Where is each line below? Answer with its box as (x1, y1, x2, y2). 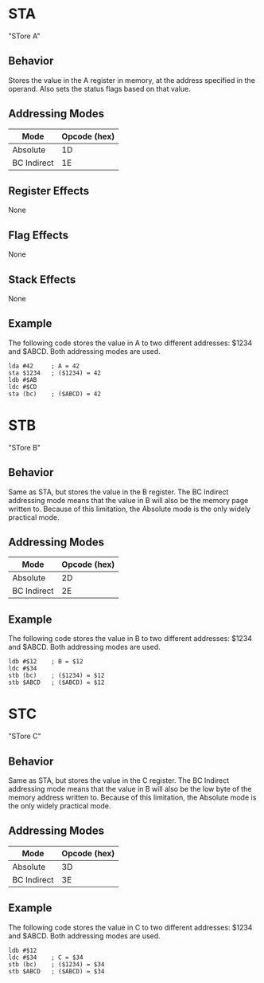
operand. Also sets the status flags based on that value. (8, 84, 191, 93)
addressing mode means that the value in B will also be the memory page (8, 495, 249, 505)
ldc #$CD (8, 383, 37, 391)
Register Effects (8, 184, 90, 198)
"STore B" (8, 442, 41, 452)
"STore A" (8, 31, 41, 41)
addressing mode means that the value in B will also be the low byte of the (8, 784, 252, 793)
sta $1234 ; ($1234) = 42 (8, 368, 102, 377)
